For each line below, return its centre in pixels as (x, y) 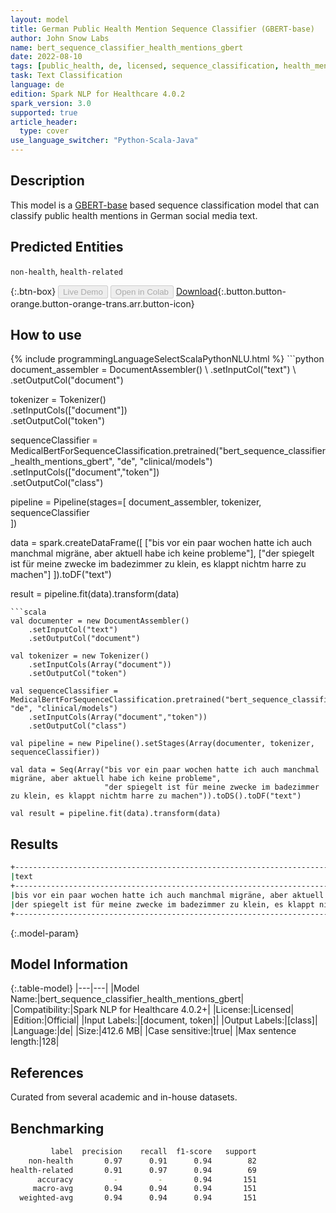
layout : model (40, 19)
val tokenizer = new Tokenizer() (80, 656)
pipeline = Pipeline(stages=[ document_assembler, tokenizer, (136, 502)
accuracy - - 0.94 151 (146, 1179)
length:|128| (35, 1042)
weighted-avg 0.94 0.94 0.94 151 (138, 1198)
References (47, 1072)
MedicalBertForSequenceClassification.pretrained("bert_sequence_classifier (168, 451)
